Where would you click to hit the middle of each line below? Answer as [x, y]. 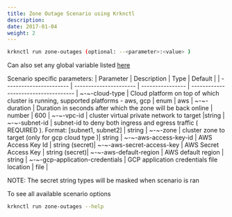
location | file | [28, 167]
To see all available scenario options [59, 194]
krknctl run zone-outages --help [56, 207]
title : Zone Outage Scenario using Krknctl [71, 14]
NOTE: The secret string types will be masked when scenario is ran [103, 180]
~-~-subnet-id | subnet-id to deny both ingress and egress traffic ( [103, 123]
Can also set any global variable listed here [69, 65]
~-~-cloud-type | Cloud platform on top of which [150, 94]
